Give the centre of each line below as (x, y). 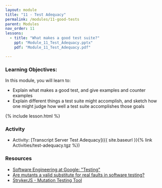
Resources (19, 158)
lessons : (14, 33)
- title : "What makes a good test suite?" (55, 38)
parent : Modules (22, 24)
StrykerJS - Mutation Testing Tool (47, 180)
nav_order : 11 (20, 29)
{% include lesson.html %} (33, 116)
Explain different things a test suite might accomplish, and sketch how (85, 101)
